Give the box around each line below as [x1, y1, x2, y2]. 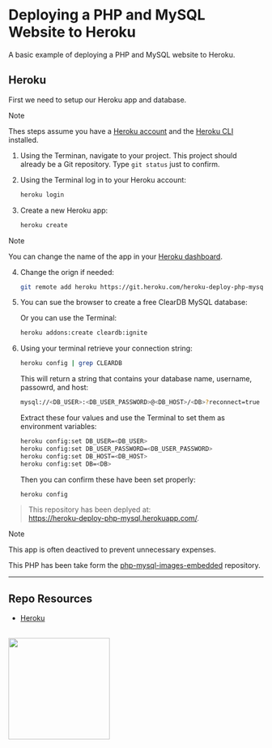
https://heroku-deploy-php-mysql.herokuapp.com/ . [28, 514, 200, 523]
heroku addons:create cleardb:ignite [19, 329, 148, 337]
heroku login [19, 191, 65, 199]
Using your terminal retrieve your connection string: [19, 343, 193, 354]
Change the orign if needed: [19, 267, 115, 277]
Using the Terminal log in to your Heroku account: [19, 174, 186, 184]
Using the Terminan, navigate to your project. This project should [19, 150, 237, 160]
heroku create [19, 221, 68, 229]
